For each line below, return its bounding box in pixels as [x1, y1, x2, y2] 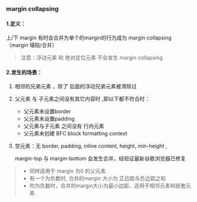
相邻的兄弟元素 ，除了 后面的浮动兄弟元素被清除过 [14, 83, 137, 90]
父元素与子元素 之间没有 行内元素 [23, 122, 104, 130]
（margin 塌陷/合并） [6, 42, 58, 49]
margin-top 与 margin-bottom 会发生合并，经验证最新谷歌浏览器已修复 [14, 155, 186, 162]
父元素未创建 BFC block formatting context [23, 130, 128, 137]
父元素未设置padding [23, 115, 75, 122]
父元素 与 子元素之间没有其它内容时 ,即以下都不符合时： [14, 95, 150, 102]
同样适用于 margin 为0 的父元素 [29, 167, 106, 175]
